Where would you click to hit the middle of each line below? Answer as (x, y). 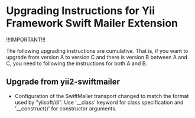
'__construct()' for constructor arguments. (66, 108)
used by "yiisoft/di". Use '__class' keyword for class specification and (99, 102)
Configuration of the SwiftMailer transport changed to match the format (102, 96)
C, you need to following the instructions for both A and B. (77, 63)
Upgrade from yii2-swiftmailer (63, 82)
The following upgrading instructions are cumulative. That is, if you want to (97, 50)
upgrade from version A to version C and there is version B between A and (97, 57)
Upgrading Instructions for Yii (81, 11)
